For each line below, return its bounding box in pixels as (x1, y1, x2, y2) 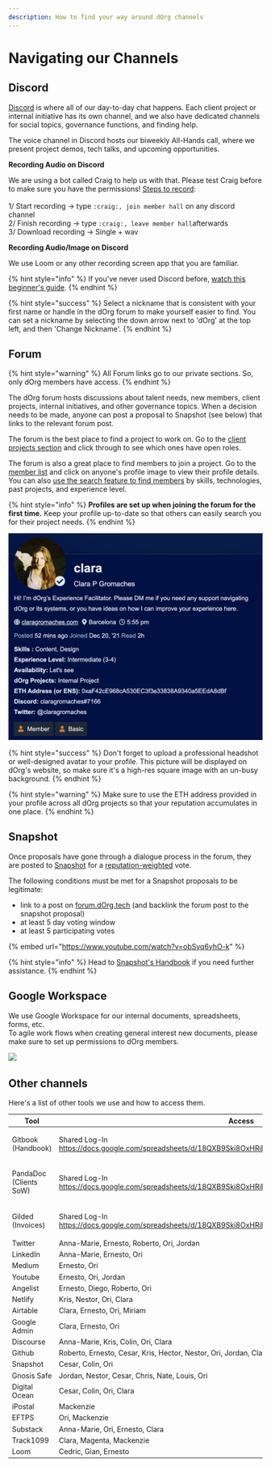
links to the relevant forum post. (8, 419, 115, 429)
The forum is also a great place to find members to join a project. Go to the (8, 459, 256, 468)
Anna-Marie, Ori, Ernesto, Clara (59, 1424, 164, 1434)
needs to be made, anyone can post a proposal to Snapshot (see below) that (8, 410, 263, 420)
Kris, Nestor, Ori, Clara (59, 1295, 133, 1304)
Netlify (11, 1295, 35, 1304)
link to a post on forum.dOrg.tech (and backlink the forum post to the (19, 900, 249, 910)
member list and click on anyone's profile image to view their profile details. (8, 467, 260, 477)
